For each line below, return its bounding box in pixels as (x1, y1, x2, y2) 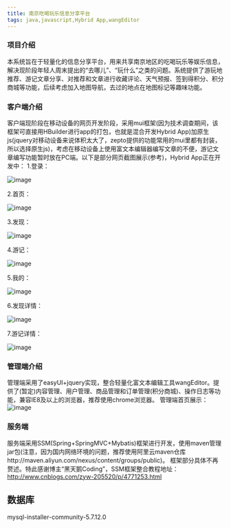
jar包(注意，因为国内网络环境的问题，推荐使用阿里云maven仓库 (7, 448, 186, 456)
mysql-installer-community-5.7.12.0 (7, 513, 107, 521)
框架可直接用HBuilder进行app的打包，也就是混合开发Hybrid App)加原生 (7, 128, 210, 136)
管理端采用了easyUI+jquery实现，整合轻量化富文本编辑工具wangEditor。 (7, 379, 214, 387)
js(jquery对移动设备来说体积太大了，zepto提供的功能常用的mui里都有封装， (7, 136, 221, 144)
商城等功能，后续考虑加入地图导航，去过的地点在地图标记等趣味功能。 (7, 83, 206, 91)
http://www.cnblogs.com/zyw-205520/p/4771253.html (7, 472, 162, 481)
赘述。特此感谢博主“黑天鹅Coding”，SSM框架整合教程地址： (7, 465, 179, 473)
